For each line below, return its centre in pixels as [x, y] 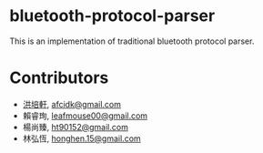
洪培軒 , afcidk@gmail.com [71, 104]
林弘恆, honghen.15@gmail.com [81, 138]
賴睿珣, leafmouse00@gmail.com [85, 116]
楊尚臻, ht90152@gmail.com [76, 127]
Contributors [59, 78]
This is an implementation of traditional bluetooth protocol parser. [132, 41]
